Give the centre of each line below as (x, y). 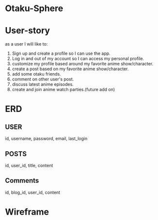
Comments (22, 181)
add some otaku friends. (37, 74)
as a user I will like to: (26, 44)
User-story (27, 31)
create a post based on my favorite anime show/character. (70, 69)
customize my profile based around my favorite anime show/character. (83, 64)
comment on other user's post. (43, 79)
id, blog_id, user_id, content (33, 192)
